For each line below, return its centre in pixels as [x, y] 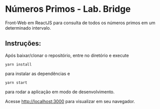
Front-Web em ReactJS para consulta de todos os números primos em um [80, 23]
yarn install [18, 64]
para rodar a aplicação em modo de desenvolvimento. [60, 92]
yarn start [16, 82]
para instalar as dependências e [38, 73]
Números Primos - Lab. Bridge [68, 9]
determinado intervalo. [28, 28]
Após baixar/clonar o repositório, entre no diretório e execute [67, 55]
